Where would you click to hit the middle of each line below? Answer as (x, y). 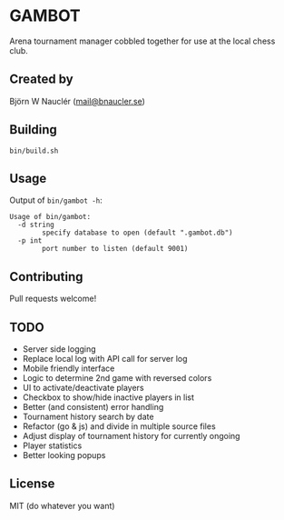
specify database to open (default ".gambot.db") (137, 233)
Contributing (46, 277)
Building (33, 130)
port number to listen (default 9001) (115, 249)
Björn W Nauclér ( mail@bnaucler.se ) (77, 101)
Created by (42, 80)
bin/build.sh (34, 151)
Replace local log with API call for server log (105, 359)
